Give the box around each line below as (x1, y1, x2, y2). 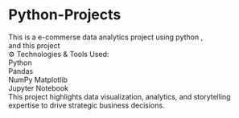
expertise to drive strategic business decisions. (8, 100, 165, 110)
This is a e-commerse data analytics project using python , (8, 32, 204, 42)
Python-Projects (8, 6, 122, 24)
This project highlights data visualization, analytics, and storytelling (8, 92, 231, 101)
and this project (8, 40, 60, 50)
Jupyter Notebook (8, 83, 69, 93)
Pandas (8, 66, 34, 75)
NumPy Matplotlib (8, 75, 68, 84)
